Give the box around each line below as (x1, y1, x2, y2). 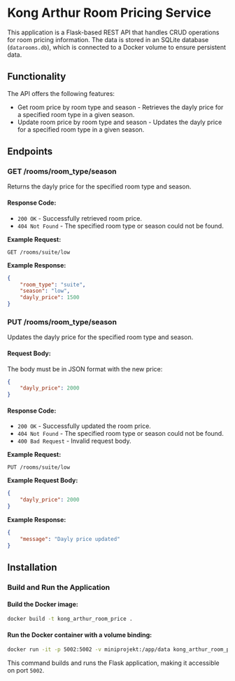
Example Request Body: (7, 476, 78, 485)
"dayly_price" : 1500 (20, 294, 80, 301)
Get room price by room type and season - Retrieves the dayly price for (17, 103, 224, 111)
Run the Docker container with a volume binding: (7, 631, 152, 639)
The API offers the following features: (7, 89, 115, 97)
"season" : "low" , (20, 287, 71, 295)
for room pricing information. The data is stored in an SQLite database (7, 35, 209, 43)
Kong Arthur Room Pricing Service (7, 5, 212, 21)
